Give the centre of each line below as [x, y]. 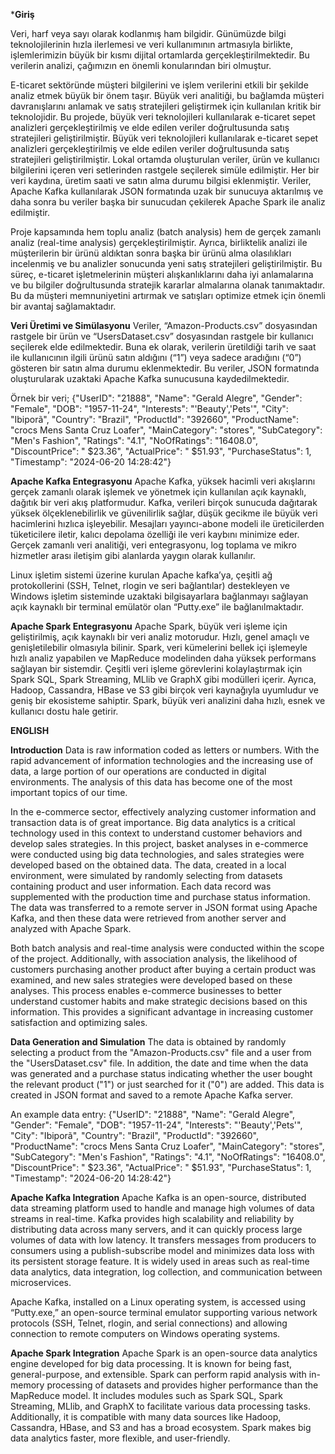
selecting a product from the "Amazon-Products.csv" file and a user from [161, 1052]
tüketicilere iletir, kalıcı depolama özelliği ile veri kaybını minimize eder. [155, 534]
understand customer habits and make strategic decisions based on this [159, 1001]
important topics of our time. [69, 792]
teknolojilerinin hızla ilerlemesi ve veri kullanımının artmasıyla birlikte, [151, 44]
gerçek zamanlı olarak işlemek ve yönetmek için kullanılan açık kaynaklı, [158, 492]
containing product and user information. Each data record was [141, 886]
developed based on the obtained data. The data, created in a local [148, 865]
